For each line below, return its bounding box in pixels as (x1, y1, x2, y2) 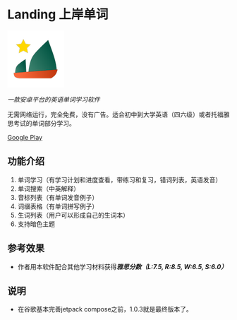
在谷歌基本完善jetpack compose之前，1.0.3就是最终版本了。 (17, 305, 193, 314)
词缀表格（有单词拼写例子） (17, 202, 99, 211)
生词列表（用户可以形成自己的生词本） (17, 211, 129, 219)
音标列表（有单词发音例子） (17, 193, 99, 201)
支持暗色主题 (17, 220, 55, 228)
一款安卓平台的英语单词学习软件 (7, 95, 100, 103)
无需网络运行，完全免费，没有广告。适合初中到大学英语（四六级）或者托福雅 (7, 110, 230, 119)
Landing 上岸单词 (7, 6, 109, 23)
